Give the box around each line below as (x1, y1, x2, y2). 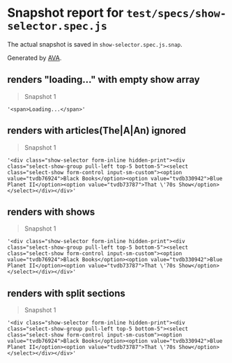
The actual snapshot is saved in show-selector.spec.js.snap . (7, 40, 183, 48)
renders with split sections (7, 287, 125, 299)
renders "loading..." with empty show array (7, 74, 200, 86)
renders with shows (7, 206, 95, 217)
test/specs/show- (126, 7, 226, 20)
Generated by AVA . (7, 54, 62, 62)
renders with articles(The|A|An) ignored (7, 125, 186, 137)
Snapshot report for (7, 5, 124, 21)
